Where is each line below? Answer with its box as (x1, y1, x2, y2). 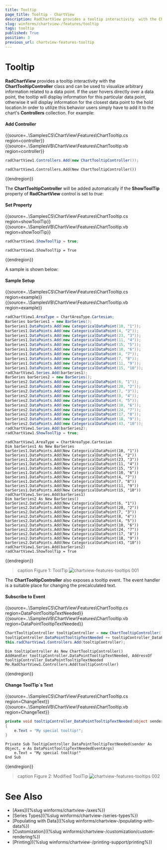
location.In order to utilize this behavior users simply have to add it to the (5, 104, 154, 110)
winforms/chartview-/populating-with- (75, 818, 155, 824)
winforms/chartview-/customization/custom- (63, 829, 155, 835)
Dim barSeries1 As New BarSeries (5, 444, 75, 449)
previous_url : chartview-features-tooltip (5, 40, 94, 45)
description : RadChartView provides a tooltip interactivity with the (5, 16, 157, 21)
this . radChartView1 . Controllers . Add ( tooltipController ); (5, 640, 126, 645)
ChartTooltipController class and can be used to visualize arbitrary (5, 83, 143, 89)
